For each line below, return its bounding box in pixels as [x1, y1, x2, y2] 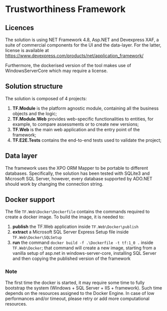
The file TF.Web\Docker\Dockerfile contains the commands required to [5, 209, 150, 215]
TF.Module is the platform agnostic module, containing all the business [12, 105, 159, 111]
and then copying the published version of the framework [12, 255, 131, 261]
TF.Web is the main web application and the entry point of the [12, 126, 140, 132]
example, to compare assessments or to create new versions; [12, 121, 139, 127]
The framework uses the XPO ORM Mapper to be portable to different [5, 165, 149, 171]
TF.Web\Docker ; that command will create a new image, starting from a [12, 245, 156, 251]
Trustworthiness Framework [5, 4, 126, 15]
